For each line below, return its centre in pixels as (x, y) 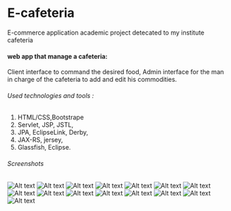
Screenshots (26, 163)
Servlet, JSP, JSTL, (45, 125)
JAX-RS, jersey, (40, 140)
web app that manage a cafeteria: (57, 56)
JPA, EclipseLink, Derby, (53, 133)
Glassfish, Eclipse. (44, 147)
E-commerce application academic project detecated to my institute (106, 32)
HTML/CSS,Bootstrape (51, 117)
